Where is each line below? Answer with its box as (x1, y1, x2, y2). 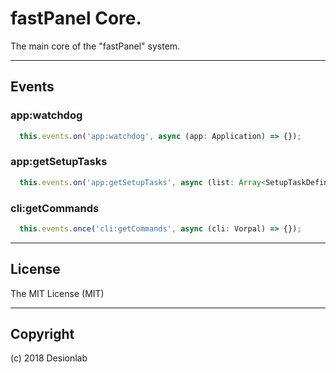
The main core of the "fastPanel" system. (10, 40, 181, 52)
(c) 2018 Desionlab (10, 352, 88, 364)
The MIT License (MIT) (10, 287, 105, 299)
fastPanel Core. (10, 7, 142, 30)
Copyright (10, 326, 75, 343)
